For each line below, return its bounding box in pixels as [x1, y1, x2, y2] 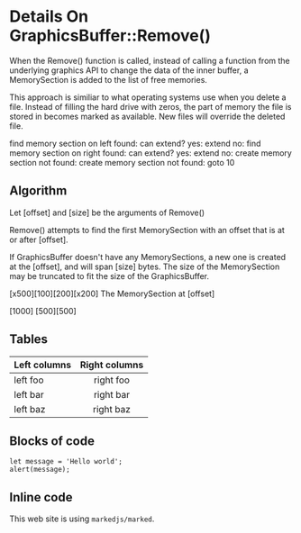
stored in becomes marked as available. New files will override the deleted [9, 111, 286, 122]
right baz [93, 402, 131, 415]
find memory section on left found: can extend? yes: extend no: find [9, 138, 261, 149]
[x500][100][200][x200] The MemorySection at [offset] [9, 288, 215, 299]
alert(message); [9, 465, 70, 474]
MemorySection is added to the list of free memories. [9, 74, 207, 85]
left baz [14, 402, 46, 415]
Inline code [9, 489, 73, 505]
